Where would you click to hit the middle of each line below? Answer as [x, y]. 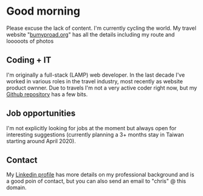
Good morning [43, 11]
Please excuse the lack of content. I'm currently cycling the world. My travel [101, 28]
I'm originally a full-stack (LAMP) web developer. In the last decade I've [96, 75]
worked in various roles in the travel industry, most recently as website [95, 81]
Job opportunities [41, 114]
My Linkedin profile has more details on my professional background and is [100, 175]
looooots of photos [30, 41]
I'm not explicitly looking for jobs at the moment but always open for [91, 128]
